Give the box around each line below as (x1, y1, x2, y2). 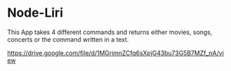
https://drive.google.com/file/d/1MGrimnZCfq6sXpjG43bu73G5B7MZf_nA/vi (7, 49, 224, 57)
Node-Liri (7, 5, 64, 21)
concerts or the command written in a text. (7, 35, 130, 43)
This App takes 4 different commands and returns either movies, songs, (7, 28, 213, 36)
